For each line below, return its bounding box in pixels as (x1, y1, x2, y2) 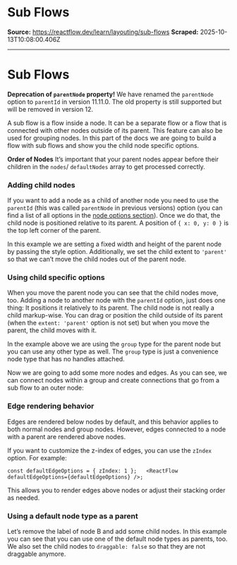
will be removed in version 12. (7, 105, 94, 113)
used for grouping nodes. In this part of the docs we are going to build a (7, 134, 217, 142)
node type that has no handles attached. (7, 355, 125, 363)
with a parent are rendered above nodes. (7, 432, 126, 441)
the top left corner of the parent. (7, 226, 101, 235)
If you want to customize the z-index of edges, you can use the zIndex (7, 446, 212, 455)
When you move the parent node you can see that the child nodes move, (7, 289, 219, 297)
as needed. (7, 493, 40, 502)
